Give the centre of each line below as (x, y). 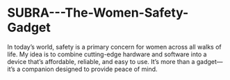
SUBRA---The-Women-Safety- (98, 13)
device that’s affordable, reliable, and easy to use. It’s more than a (101, 61)
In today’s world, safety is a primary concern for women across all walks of (114, 47)
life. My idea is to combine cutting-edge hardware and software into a (107, 54)
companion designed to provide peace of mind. (90, 69)
